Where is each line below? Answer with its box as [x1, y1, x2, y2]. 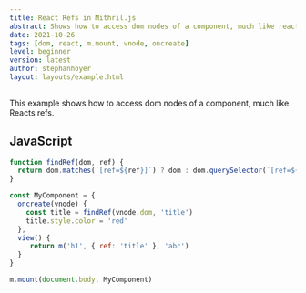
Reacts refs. [9, 106, 55, 118]
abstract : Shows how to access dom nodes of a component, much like [9, 22, 275, 31]
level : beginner [9, 47, 71, 56]
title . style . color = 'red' [25, 216, 128, 226]
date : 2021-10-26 [9, 30, 76, 39]
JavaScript [9, 134, 73, 149]
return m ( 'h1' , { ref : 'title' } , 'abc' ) [29, 242, 189, 251]
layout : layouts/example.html [9, 73, 125, 82]
